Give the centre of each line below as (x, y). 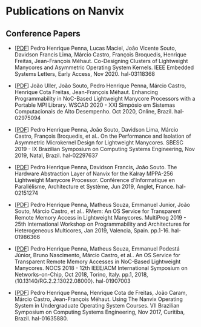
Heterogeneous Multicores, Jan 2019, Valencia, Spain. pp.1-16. (92, 231)
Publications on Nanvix (65, 11)
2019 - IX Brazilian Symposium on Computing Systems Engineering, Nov (104, 149)
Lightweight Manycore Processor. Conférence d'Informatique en (94, 180)
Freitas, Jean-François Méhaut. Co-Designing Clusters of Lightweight (101, 61)
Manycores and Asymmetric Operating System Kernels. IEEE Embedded (104, 67)
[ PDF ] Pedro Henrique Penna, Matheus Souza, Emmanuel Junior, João (102, 205)
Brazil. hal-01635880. (41, 319)
